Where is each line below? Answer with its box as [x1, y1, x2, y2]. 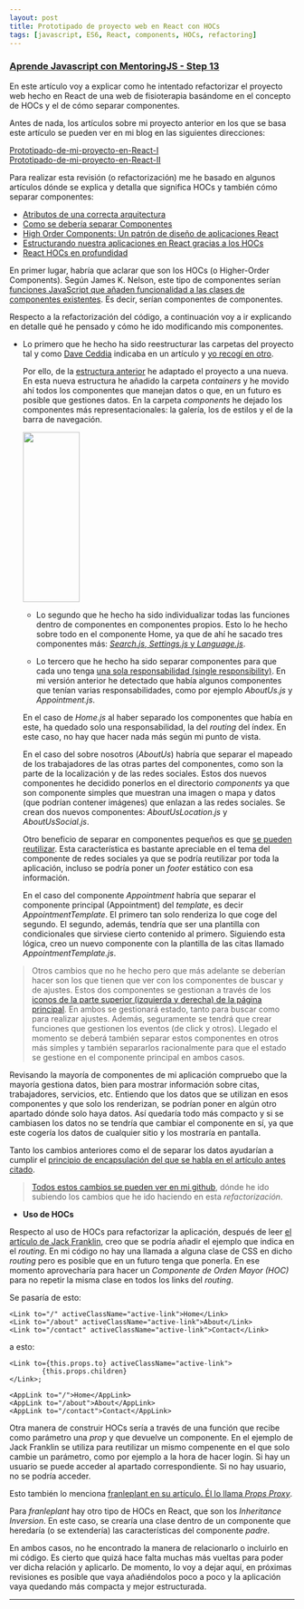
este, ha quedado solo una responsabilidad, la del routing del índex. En [22, 722, 287, 732]
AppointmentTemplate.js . [22, 947, 117, 958]
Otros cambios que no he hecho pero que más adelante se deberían [31, 964, 286, 975]
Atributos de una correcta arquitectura [22, 208, 166, 219]
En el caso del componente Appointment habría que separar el [22, 889, 256, 900]
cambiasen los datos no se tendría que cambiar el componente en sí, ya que [9, 1117, 294, 1129]
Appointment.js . [35, 694, 96, 705]
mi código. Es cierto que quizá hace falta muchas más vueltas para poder [9, 1552, 284, 1563]
